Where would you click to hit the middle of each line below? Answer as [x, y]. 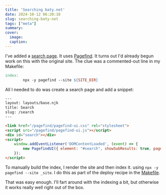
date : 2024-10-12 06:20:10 [33, 14]
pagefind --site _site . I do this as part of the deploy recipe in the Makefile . [83, 172]
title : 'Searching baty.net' [35, 10]
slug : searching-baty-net [32, 19]
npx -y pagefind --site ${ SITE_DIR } [61, 80]
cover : [12, 33]
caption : [19, 42]
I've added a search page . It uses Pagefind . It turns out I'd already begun [80, 56]
